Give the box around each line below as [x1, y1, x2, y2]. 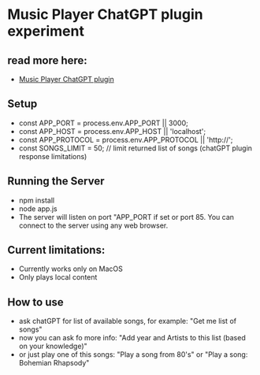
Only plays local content [18, 273, 98, 282]
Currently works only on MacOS [18, 264, 123, 273]
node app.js [18, 203, 58, 213]
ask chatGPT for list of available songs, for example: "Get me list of [18, 317, 237, 326]
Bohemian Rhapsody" [18, 358, 90, 368]
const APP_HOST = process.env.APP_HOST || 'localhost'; [18, 126, 206, 136]
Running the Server [7, 175, 105, 188]
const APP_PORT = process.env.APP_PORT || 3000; [18, 118, 188, 128]
